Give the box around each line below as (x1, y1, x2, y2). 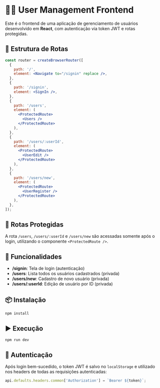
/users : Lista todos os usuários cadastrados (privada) (12, 271, 120, 277)
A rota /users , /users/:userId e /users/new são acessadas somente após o (5, 233, 155, 239)
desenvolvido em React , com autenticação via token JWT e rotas (5, 25, 136, 31)
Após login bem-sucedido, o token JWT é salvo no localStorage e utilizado (5, 364, 155, 370)
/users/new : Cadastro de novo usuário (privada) (12, 276, 110, 282)
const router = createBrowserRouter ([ (5, 58, 83, 63)
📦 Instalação (5, 296, 46, 304)
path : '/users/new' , (14, 175, 55, 180)
